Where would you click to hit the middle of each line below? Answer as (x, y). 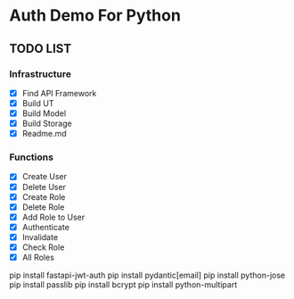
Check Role (43, 247)
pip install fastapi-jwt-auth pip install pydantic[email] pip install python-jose (147, 275)
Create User (44, 177)
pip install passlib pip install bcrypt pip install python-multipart (123, 285)
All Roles (38, 257)
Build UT (38, 103)
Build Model (44, 113)
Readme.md (44, 134)
